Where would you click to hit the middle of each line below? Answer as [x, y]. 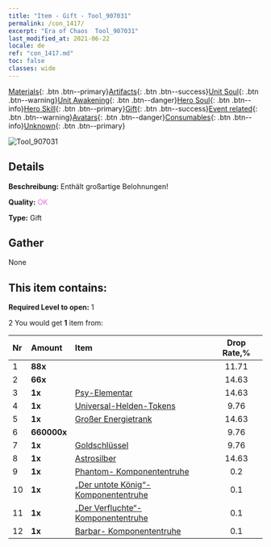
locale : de [27, 46]
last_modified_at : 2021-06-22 [59, 38]
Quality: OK [28, 202]
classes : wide [32, 69]
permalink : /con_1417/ [46, 23]
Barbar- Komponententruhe [128, 532]
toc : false [27, 61]
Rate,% [236, 353]
